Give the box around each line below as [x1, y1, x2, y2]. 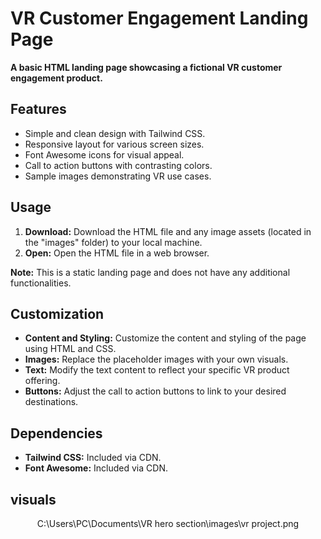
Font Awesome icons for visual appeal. [24, 148, 185, 161]
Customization [10, 305, 105, 322]
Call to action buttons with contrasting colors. [24, 159, 213, 171]
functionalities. [10, 277, 72, 289]
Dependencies [10, 425, 103, 442]
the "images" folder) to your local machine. [24, 236, 203, 248]
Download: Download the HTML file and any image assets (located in [24, 225, 312, 237]
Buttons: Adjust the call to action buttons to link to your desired [24, 385, 287, 397]
